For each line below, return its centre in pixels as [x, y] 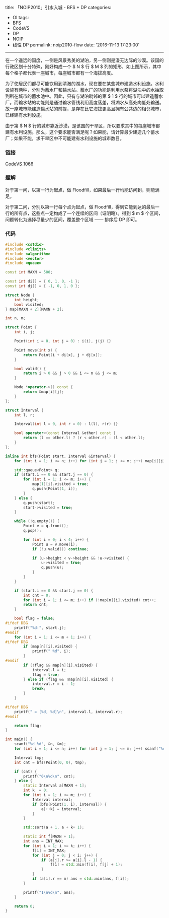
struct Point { [21, 327]
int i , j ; [25, 332]
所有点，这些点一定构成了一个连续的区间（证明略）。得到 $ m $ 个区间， [88, 213]
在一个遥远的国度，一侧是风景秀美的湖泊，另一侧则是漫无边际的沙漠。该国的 [84, 60]
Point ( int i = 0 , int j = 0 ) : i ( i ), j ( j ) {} [63, 341]
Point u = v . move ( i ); [55, 544]
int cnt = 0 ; [37, 595]
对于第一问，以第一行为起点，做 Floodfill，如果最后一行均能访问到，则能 [80, 190]
